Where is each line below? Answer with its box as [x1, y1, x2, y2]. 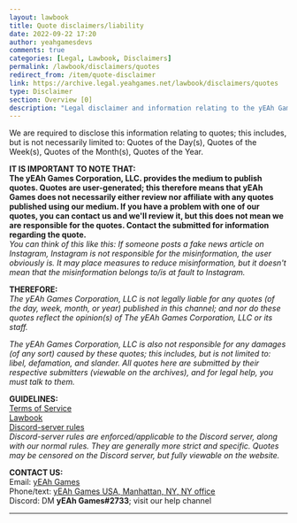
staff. [9, 322, 28, 333]
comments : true [9, 46, 65, 55]
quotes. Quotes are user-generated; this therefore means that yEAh [9, 182, 263, 193]
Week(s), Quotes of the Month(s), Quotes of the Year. [9, 147, 203, 158]
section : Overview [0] [9, 95, 93, 104]
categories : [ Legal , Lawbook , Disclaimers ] [9, 54, 172, 63]
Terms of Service [9, 404, 72, 414]
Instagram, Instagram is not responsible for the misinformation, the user [9, 249, 272, 259]
